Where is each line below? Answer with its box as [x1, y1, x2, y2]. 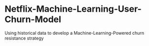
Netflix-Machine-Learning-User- [4, 3, 142, 15]
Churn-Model [4, 14, 61, 25]
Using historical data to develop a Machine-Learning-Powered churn [4, 30, 144, 36]
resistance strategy [4, 35, 44, 41]
